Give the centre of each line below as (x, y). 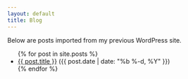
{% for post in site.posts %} (58, 54)
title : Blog (25, 20)
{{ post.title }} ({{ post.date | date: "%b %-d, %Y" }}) (94, 61)
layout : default (31, 14)
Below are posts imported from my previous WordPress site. (94, 40)
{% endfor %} (38, 69)
